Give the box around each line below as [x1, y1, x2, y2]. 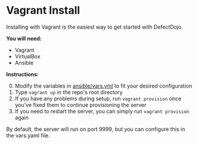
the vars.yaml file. [6, 132, 50, 139]
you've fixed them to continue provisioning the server [14, 101, 147, 108]
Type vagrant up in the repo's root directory [14, 88, 123, 95]
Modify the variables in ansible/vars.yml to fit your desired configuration [14, 82, 193, 90]
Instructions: [6, 70, 39, 78]
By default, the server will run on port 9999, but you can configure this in [6, 125, 185, 132]
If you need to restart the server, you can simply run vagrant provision [14, 107, 190, 115]
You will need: [6, 35, 42, 42]
